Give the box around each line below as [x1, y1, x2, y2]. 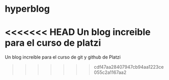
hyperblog [5, 3, 50, 15]
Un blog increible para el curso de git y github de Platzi [5, 54, 121, 60]
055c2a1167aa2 [94, 69, 126, 75]
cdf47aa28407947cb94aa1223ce [94, 64, 164, 70]
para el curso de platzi [5, 37, 101, 49]
